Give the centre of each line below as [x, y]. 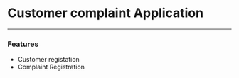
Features [23, 44]
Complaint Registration [51, 67]
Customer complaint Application [106, 13]
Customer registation [48, 60]
